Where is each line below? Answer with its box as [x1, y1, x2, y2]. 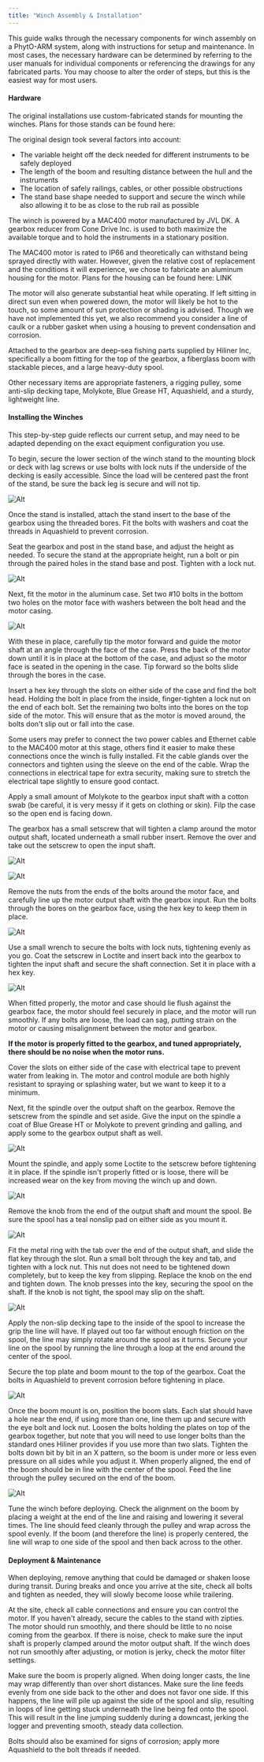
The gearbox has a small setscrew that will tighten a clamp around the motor [8, 824, 257, 834]
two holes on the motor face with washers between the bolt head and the [8, 598, 247, 607]
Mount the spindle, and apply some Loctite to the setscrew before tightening [8, 1159, 257, 1168]
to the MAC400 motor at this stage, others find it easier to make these [8, 743, 236, 753]
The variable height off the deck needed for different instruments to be [19, 149, 250, 159]
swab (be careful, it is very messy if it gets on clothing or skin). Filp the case [8, 800, 256, 810]
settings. [8, 1655, 37, 1665]
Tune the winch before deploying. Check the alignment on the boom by [8, 1504, 240, 1514]
